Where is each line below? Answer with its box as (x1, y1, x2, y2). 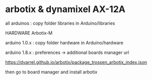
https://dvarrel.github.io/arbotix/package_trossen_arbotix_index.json (5, 59, 147, 65)
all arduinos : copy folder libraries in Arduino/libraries (5, 20, 115, 26)
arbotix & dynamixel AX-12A (5, 4, 126, 15)
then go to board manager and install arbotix (5, 69, 98, 75)
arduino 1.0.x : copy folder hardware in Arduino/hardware (5, 39, 123, 46)
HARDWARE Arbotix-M (5, 30, 53, 36)
